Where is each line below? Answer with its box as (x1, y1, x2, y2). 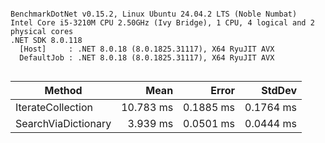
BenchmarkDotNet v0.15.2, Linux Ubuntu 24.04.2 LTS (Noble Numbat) (10, 9, 298, 19)
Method (44, 84, 83, 97)
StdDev (261, 84, 297, 97)
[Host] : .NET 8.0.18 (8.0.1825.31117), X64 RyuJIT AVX (19, 44, 275, 54)
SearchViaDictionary (15, 117, 112, 130)
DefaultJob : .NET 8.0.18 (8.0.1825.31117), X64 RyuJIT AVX (19, 53, 275, 63)
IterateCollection (15, 101, 94, 114)
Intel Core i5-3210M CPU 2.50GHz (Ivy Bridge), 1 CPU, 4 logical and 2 (10, 18, 315, 28)
